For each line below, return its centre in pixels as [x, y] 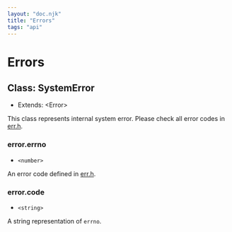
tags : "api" [25, 27]
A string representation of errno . [54, 221]
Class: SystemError [51, 88]
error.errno [27, 144]
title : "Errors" [31, 21]
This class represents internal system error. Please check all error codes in [116, 119]
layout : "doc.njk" [34, 14]
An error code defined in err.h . [52, 173]
